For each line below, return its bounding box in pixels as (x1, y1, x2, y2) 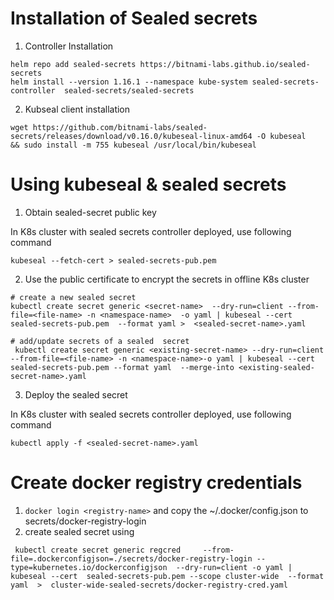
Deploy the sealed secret (24, 388, 128, 401)
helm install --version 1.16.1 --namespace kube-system (10, 77, 248, 87)
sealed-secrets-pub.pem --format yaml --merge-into (10, 362, 235, 372)
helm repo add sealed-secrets (10, 59, 137, 69)
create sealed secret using (24, 525, 135, 537)
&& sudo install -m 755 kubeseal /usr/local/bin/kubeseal (10, 140, 257, 150)
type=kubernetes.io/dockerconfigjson (10, 562, 168, 572)
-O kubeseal (256, 131, 307, 141)
